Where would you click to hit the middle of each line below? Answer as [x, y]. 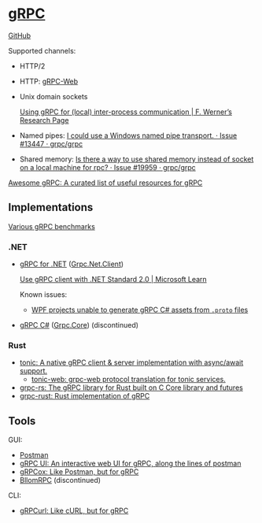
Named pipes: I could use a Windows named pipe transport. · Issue [128, 135]
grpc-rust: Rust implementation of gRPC [85, 396]
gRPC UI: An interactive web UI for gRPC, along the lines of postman [130, 464]
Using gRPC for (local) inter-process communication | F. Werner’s [125, 112]
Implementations [51, 208]
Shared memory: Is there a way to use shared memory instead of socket [137, 159]
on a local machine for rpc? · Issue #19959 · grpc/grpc [108, 167]
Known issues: [43, 295]
